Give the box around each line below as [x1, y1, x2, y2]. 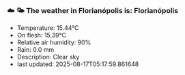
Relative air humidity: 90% [16, 38, 91, 46]
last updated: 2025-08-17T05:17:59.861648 [16, 60, 139, 68]
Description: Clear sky [16, 53, 80, 61]
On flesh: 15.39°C [16, 31, 67, 40]
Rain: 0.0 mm [16, 46, 55, 54]
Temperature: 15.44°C [16, 24, 79, 32]
